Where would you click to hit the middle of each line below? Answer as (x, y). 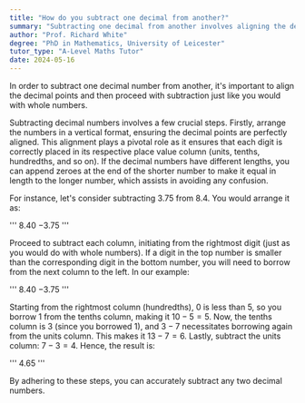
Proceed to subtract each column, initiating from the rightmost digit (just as (150, 243)
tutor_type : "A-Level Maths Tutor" (77, 52)
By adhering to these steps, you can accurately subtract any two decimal (146, 381)
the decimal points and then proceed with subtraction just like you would (145, 95)
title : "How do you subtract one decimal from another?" (119, 18)
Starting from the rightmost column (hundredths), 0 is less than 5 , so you (146, 307)
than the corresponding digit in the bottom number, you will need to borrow (150, 262)
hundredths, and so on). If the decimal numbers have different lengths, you (150, 161)
